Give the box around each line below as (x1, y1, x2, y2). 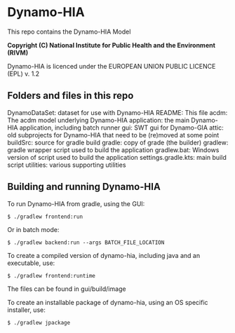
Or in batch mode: (7, 225, 60, 233)
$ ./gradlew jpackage (7, 319, 71, 326)
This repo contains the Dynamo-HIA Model (7, 27, 131, 36)
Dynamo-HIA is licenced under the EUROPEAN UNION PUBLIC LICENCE (7, 62, 216, 70)
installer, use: (7, 306, 46, 314)
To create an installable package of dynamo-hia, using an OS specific (7, 298, 208, 306)
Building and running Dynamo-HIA (7, 181, 161, 193)
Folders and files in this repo (7, 90, 134, 102)
